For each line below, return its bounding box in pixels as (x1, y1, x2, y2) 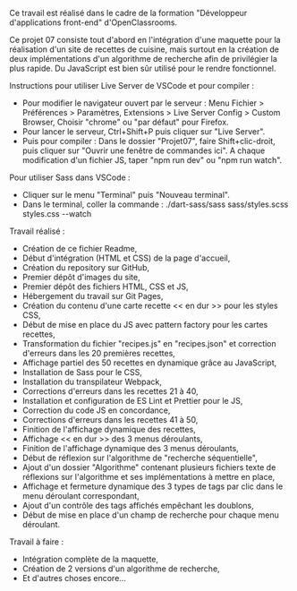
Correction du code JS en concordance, (21, 405, 171, 415)
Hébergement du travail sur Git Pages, (21, 291, 164, 301)
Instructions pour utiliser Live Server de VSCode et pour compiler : (9, 81, 255, 90)
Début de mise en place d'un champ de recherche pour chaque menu (21, 510, 279, 520)
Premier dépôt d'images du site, (21, 272, 140, 282)
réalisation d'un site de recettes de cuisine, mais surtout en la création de (9, 44, 280, 55)
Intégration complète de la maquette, (21, 554, 159, 564)
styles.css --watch (21, 209, 92, 218)
